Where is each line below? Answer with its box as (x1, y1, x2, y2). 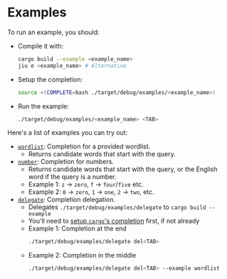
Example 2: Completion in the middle (28, 251, 137, 260)
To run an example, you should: (7, 28, 100, 36)
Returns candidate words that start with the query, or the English (28, 165, 218, 173)
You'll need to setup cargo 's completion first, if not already (28, 217, 200, 225)
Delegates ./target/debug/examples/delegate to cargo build (28, 203, 206, 211)
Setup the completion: (17, 75, 83, 83)
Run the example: (17, 101, 70, 111)
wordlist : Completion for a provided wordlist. (17, 142, 151, 151)
